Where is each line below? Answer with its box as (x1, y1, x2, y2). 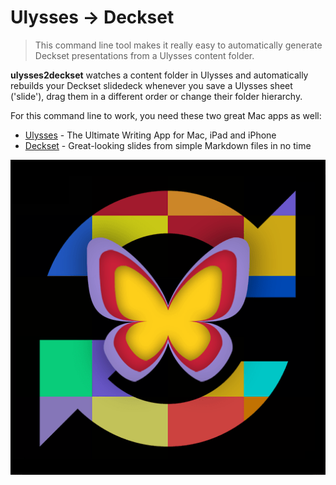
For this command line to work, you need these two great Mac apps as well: (10, 109, 322, 121)
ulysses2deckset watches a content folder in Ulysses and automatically (10, 69, 309, 81)
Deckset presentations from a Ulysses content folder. (34, 49, 255, 61)
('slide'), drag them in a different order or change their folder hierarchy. (10, 90, 303, 102)
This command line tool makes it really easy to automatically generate (34, 39, 323, 51)
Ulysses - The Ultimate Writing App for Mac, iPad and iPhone (24, 129, 277, 141)
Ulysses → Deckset (10, 6, 175, 29)
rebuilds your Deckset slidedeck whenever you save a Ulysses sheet (10, 79, 293, 91)
